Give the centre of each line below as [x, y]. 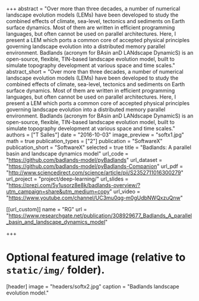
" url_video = [125, 191]
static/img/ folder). [56, 270]
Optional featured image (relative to [96, 257]
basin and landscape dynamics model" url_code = [67, 153]
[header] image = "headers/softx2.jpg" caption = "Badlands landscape [93, 286]
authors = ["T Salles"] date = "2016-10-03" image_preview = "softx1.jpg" [95, 135]
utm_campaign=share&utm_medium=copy [58, 191]
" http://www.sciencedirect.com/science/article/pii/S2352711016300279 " [95, 172]
